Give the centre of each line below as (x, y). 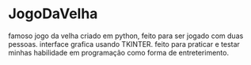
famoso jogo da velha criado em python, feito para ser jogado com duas (126, 36)
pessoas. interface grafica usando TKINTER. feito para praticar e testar (124, 44)
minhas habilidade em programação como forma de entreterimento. (119, 52)
